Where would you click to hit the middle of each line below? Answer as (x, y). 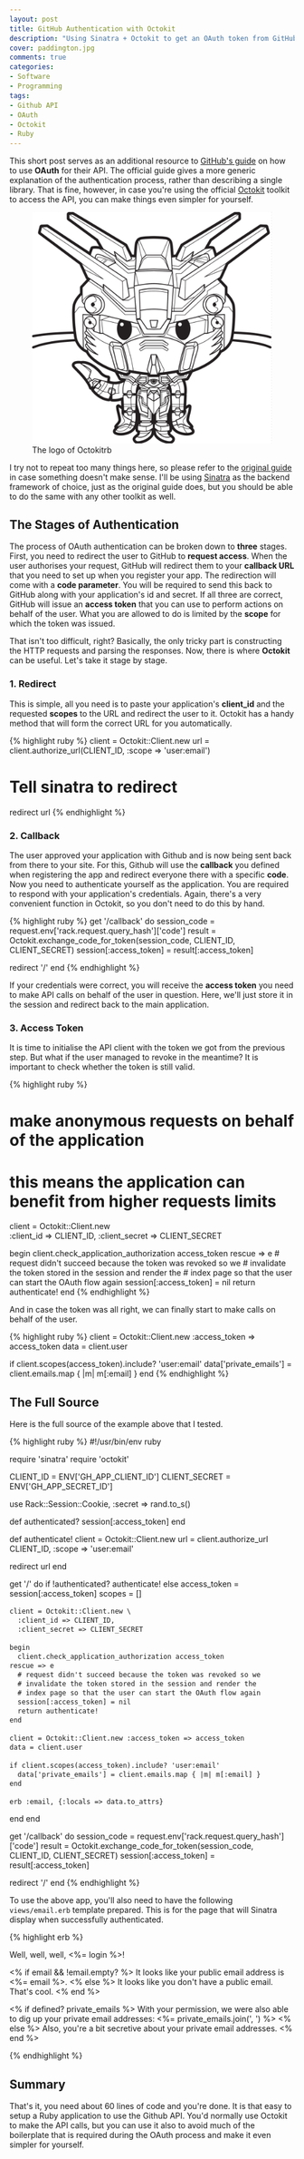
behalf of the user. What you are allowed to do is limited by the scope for (145, 614)
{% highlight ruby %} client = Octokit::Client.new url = (109, 740)
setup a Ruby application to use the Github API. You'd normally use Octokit (148, 2115)
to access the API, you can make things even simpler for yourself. (131, 200)
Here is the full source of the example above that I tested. (116, 1424)
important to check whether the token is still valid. (102, 1067)
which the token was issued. (62, 624)
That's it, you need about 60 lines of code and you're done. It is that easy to (151, 2105)
